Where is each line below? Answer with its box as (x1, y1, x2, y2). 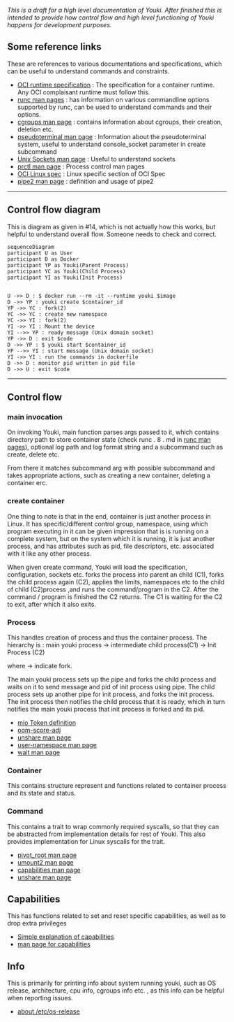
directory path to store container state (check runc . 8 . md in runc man (7, 436, 211, 444)
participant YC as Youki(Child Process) (7, 268, 127, 275)
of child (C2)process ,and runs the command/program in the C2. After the (7, 585, 219, 593)
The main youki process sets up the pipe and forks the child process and (7, 675, 217, 684)
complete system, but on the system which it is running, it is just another (7, 534, 215, 542)
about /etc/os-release (17, 1007, 80, 1016)
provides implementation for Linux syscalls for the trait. (7, 837, 166, 845)
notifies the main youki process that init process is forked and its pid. (7, 705, 205, 713)
